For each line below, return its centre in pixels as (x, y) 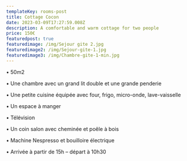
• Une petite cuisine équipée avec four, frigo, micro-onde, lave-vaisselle (93, 95)
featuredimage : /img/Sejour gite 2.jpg (55, 45)
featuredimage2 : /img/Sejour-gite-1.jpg (56, 50)
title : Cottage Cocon (33, 17)
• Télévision (21, 118)
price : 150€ (21, 33)
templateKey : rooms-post (36, 11)
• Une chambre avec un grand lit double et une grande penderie (84, 83)
